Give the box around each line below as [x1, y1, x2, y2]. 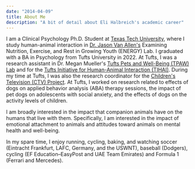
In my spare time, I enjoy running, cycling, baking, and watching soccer [6, 138, 177, 146]
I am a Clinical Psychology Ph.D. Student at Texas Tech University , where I [6, 36, 185, 43]
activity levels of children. [6, 97, 68, 104]
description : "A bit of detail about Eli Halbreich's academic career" [6, 19, 184, 25]
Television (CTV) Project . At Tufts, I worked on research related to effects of [6, 79, 189, 86]
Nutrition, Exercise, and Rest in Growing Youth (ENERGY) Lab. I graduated [6, 48, 183, 55]
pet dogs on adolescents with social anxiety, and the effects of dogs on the [6, 91, 187, 98]
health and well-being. [6, 127, 60, 134]
